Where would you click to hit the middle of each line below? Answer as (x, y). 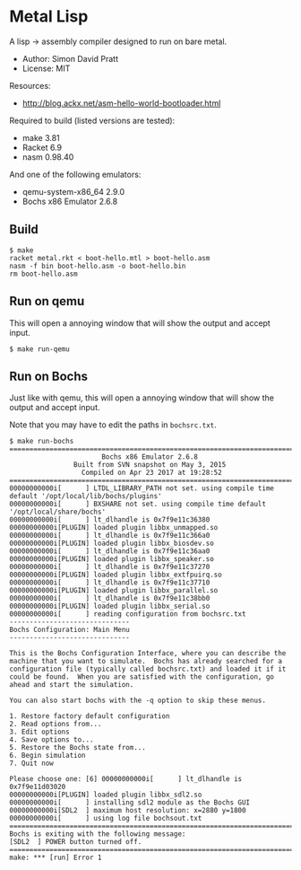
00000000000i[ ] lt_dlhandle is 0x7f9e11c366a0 (110, 536)
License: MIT (46, 68)
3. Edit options (39, 732)
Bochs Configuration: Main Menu (69, 630)
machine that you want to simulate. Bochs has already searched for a (146, 662)
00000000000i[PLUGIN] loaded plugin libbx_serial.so (110, 606)
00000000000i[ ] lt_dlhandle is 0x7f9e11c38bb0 (110, 599)
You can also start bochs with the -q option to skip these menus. (138, 701)
